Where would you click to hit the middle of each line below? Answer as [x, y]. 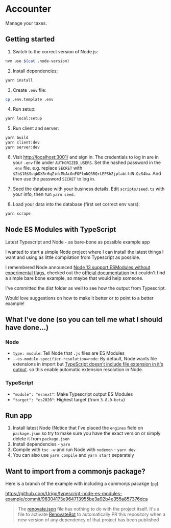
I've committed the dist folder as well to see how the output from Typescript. [86, 288]
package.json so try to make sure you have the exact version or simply [87, 433]
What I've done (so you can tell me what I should [84, 319]
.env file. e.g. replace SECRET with [47, 168]
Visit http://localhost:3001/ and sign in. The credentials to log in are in [86, 157]
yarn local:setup [24, 118]
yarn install [19, 80]
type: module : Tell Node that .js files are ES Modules [69, 353]
